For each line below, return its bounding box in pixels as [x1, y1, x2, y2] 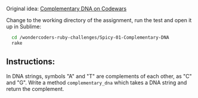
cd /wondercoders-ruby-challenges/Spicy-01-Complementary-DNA [11, 35, 169, 41]
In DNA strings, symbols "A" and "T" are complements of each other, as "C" [6, 72, 192, 79]
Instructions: [6, 57, 55, 67]
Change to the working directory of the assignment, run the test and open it [6, 17, 192, 23]
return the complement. [6, 85, 64, 92]
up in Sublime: [6, 23, 42, 30]
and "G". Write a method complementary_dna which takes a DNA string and [6, 79, 187, 86]
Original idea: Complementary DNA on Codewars [6, 5, 127, 12]
